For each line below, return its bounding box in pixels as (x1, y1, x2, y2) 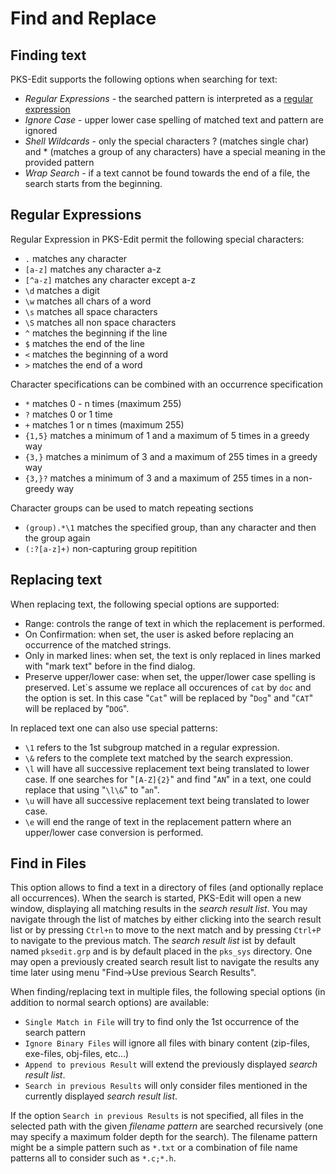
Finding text (10, 47, 87, 64)
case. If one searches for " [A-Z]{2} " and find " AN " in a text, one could (24, 773, 312, 785)
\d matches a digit (24, 284, 100, 296)
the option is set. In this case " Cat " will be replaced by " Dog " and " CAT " (24, 692, 314, 704)
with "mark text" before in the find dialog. (24, 660, 196, 672)
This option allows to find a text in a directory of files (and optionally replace (10, 882, 324, 894)
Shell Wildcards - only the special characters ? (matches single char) (24, 135, 310, 147)
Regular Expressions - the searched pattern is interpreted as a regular (24, 93, 313, 104)
